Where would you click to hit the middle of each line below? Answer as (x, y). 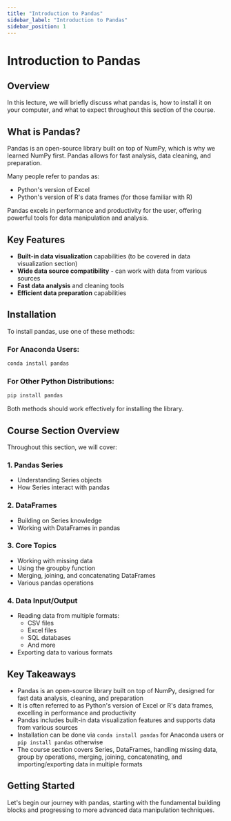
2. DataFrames (32, 505)
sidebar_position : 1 (37, 26)
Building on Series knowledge (59, 520)
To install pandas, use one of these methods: (71, 331)
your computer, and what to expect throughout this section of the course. (111, 110)
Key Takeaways (42, 674)
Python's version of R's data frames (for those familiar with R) (105, 197)
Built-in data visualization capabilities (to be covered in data (104, 256)
